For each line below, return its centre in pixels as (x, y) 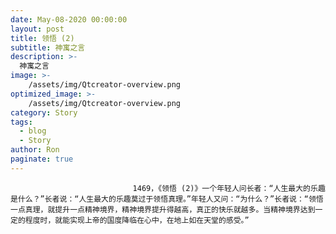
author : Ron (35, 150)
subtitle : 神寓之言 (48, 47)
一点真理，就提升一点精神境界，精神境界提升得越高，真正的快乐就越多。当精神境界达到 (163, 209)
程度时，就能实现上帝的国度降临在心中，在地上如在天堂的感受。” (137, 220)
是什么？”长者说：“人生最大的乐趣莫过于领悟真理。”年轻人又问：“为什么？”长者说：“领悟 (167, 199)
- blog (33, 131)
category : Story (44, 112)
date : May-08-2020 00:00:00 (69, 19)
